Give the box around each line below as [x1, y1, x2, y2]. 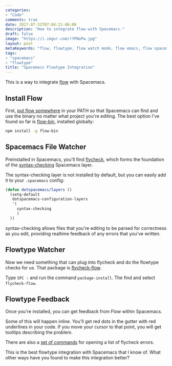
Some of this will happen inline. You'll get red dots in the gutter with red [5, 318, 156, 324]
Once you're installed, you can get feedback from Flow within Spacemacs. [5, 308, 162, 315]
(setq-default [10, 192, 40, 197]
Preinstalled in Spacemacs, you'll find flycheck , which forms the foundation [5, 156, 165, 162]
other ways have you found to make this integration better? [5, 355, 130, 361]
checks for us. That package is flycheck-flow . [5, 264, 102, 270]
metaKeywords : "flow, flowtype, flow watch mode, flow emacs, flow [5, 46, 153, 51]
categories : [5, 7, 31, 13]
